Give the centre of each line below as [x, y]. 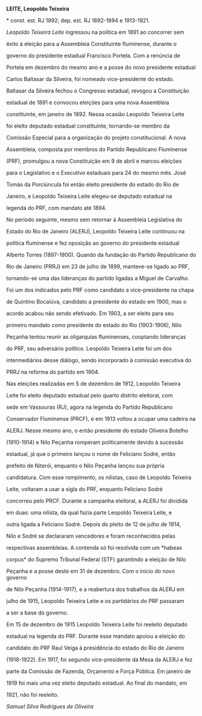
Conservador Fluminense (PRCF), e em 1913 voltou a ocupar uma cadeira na [101, 419]
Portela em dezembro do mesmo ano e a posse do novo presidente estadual [101, 67]
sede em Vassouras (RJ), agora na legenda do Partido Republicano [90, 407]
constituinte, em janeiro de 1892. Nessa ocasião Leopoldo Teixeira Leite [96, 114]
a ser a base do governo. [37, 613]
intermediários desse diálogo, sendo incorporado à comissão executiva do [99, 360]
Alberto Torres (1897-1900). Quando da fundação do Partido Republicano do [101, 255]
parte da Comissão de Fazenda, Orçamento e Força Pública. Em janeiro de [99, 671]
